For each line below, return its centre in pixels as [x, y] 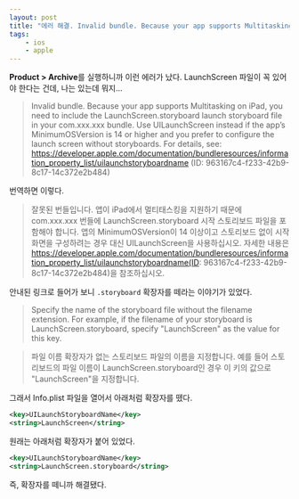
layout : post [33, 17]
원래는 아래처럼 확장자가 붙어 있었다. [72, 441]
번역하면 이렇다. [37, 191]
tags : [19, 34]
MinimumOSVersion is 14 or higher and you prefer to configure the [153, 135]
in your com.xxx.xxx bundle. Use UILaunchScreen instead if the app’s [158, 125]
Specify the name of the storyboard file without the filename [141, 310]
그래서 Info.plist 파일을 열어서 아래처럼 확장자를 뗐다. [101, 398]
